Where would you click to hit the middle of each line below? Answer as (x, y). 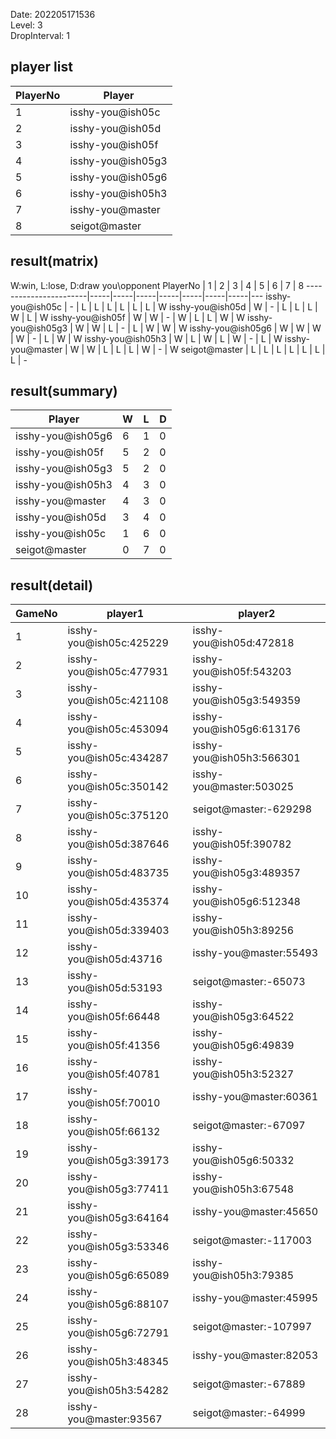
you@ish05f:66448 (114, 1017)
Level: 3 (26, 25)
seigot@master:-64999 (249, 1413)
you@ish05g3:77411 (118, 1189)
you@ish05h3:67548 (243, 1189)
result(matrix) (54, 261)
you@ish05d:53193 (115, 988)
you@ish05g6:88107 (118, 1304)
